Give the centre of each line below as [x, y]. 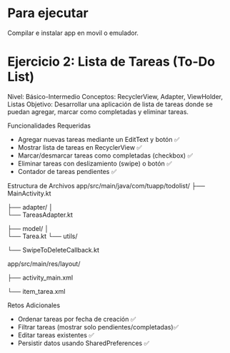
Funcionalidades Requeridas [49, 126]
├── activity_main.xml [40, 277]
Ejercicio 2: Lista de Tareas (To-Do [111, 62]
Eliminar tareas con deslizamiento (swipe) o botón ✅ [95, 163]
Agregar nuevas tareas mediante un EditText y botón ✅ [99, 139]
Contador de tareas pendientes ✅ [67, 171]
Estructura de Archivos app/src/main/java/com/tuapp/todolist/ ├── [106, 185]
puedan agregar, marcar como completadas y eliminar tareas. [98, 111]
